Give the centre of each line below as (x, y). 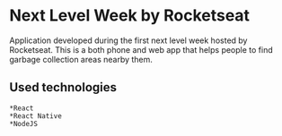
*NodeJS (24, 123)
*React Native (36, 116)
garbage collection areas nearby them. (81, 59)
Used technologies (63, 87)
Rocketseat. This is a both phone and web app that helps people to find (141, 49)
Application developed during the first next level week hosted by (128, 40)
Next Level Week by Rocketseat (129, 16)
